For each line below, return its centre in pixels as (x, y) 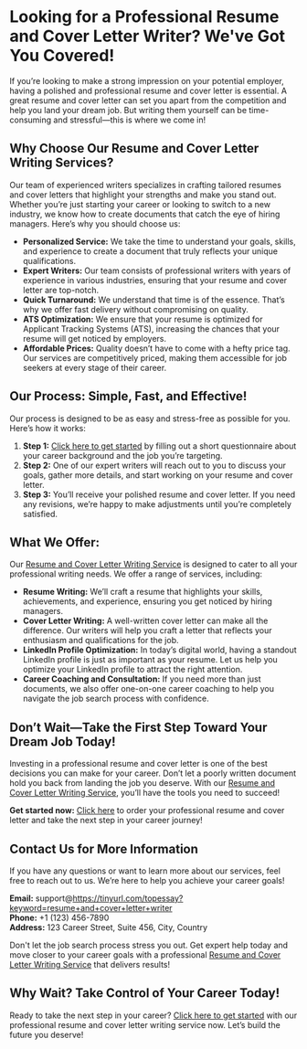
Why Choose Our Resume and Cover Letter (134, 148)
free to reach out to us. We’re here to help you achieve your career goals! (147, 880)
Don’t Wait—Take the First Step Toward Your (138, 727)
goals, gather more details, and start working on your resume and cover (158, 475)
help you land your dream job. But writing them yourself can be (128, 110)
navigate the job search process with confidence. (116, 699)
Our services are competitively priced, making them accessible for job (155, 357)
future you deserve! (47, 1034)
